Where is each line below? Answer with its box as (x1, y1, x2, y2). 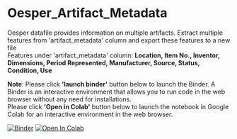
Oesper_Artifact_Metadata (7, 5, 168, 21)
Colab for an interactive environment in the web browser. (7, 110, 173, 118)
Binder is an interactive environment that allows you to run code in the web (7, 87, 226, 96)
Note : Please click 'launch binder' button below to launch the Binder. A (7, 79, 216, 88)
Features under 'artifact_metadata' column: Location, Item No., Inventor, (7, 51, 221, 60)
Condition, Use (7, 66, 52, 74)
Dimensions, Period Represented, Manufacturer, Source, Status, (7, 58, 200, 67)
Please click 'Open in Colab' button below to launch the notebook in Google (7, 102, 229, 111)
